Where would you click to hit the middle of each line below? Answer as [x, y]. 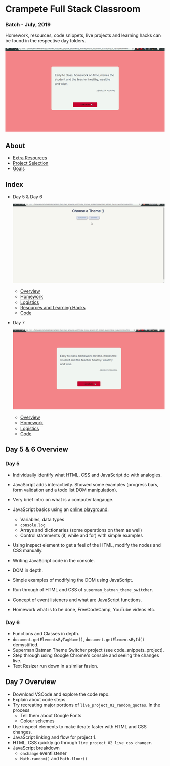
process [21, 710]
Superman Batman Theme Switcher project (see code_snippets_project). [88, 650]
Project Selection [30, 163]
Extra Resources [30, 158]
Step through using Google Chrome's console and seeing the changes [86, 655]
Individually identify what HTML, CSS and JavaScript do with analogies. [87, 475]
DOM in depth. [28, 570]
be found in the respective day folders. [46, 41]
